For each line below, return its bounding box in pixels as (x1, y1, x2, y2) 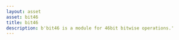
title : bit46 (6, 19, 39, 25)
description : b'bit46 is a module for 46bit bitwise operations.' (6, 25, 174, 31)
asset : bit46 (6, 14, 39, 20)
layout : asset (6, 8, 42, 15)
